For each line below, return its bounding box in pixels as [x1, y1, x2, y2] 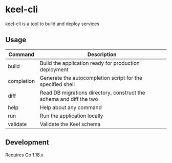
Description [87, 50, 117, 58]
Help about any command [39, 104, 102, 111]
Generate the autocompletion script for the [39, 74, 142, 81]
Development [5, 138, 50, 147]
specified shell [39, 81, 75, 88]
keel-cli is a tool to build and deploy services [5, 21, 100, 27]
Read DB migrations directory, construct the [39, 89, 145, 96]
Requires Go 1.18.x [5, 152, 44, 158]
